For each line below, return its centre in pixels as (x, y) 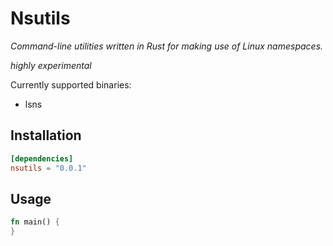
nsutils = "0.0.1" (48, 168)
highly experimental (51, 65)
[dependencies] (42, 158)
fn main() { (35, 222)
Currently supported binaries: (71, 84)
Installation (46, 135)
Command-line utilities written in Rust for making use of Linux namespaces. (167, 46)
